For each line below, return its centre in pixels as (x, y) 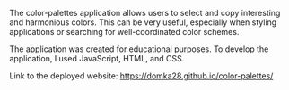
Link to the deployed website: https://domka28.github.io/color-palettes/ (141, 76)
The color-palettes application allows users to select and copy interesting (145, 13)
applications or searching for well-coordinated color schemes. (124, 32)
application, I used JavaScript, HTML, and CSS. (97, 58)
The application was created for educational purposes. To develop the (139, 49)
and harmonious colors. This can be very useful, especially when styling (143, 22)
